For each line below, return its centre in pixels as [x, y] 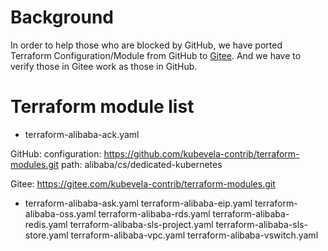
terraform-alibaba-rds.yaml [154, 213]
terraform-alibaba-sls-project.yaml [141, 224]
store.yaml [46, 235]
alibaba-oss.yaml [60, 213]
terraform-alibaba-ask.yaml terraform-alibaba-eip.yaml [138, 203]
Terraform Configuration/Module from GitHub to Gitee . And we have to [156, 55]
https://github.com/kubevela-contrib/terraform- [201, 153]
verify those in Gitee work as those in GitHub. [104, 66]
